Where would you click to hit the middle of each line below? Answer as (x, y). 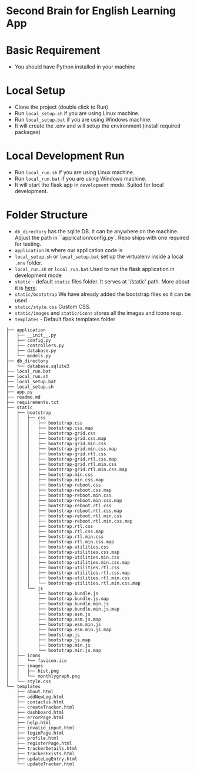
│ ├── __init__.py (31, 335)
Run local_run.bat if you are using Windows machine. (81, 179)
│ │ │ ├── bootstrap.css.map (50, 428)
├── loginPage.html (41, 733)
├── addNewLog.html (41, 697)
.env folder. (29, 262)
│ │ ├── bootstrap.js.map (49, 640)
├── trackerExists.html (46, 754)
